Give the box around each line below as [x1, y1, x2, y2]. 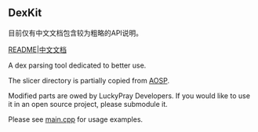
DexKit [8, 6, 42, 20]
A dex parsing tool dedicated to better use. [8, 60, 147, 70]
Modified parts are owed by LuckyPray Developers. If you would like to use [8, 90, 251, 101]
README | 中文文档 [8, 45, 67, 54]
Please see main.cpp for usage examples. [8, 114, 144, 124]
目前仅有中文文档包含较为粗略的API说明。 [8, 27, 144, 38]
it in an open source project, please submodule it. [8, 99, 169, 108]
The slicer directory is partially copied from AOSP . [8, 75, 170, 85]
